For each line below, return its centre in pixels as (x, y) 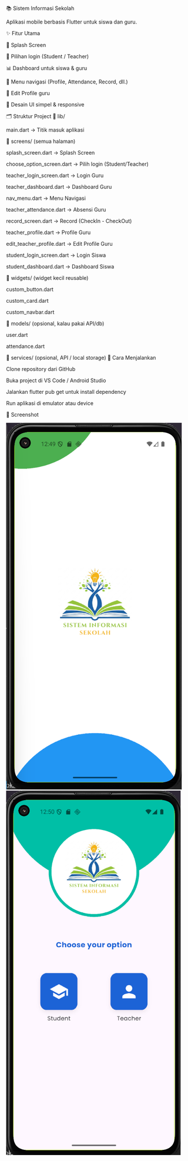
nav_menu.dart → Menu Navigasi (46, 198)
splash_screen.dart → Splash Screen (51, 153)
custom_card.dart (27, 301)
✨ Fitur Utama (23, 33)
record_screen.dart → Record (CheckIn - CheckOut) (69, 221)
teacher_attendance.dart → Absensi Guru (56, 210)
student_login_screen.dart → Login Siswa (56, 255)
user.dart (17, 335)
